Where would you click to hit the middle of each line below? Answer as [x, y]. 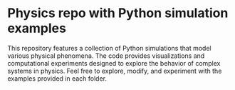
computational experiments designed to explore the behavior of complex [114, 63]
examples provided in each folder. [57, 78]
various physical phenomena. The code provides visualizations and [106, 56]
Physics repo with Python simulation [118, 13]
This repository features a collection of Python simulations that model [109, 48]
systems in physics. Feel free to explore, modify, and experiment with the [115, 71]
